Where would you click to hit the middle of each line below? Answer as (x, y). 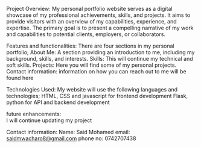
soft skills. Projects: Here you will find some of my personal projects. (91, 65)
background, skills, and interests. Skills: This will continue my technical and (100, 59)
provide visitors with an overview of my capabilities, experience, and (91, 21)
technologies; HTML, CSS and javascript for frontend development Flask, (97, 96)
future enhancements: (34, 114)
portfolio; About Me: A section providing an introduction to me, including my (101, 52)
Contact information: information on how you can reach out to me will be (96, 71)
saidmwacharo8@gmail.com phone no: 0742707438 (71, 138)
